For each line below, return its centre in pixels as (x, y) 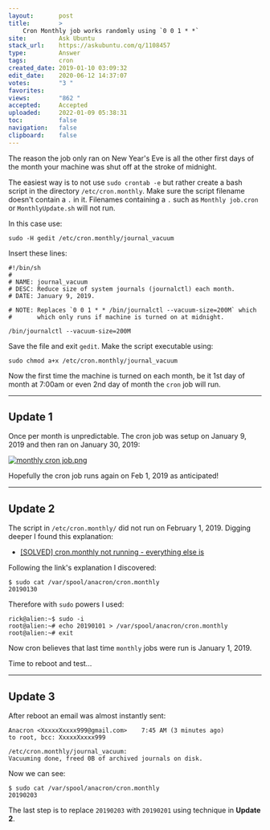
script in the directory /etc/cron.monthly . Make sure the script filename (127, 190)
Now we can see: (37, 774)
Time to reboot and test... (50, 664)
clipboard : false (43, 135)
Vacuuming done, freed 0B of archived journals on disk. (106, 759)
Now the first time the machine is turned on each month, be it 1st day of (127, 375)
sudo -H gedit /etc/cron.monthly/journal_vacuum (91, 238)
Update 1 (31, 417)
